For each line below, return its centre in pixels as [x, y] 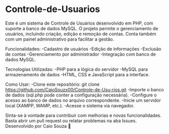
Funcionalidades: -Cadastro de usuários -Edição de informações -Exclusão [83, 49]
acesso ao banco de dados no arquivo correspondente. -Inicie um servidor [83, 100]
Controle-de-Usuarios [53, 9]
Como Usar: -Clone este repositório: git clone [52, 84]
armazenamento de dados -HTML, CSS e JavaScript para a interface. [77, 74]
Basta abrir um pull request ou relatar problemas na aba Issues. [71, 120]
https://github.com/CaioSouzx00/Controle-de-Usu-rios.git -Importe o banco [84, 89]
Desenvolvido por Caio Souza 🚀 [38, 126]
